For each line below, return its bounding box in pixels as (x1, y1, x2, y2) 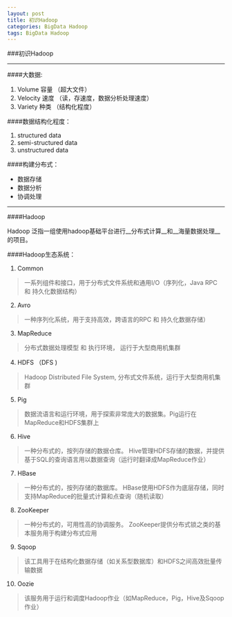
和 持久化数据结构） (23, 287, 81, 295)
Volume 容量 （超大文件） (17, 85, 91, 94)
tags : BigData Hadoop (7, 29, 70, 37)
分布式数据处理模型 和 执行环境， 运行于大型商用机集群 (23, 344, 181, 352)
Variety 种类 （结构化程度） (17, 103, 96, 111)
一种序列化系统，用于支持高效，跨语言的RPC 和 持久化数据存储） (23, 315, 209, 324)
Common (17, 264, 43, 272)
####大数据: (7, 71, 43, 79)
